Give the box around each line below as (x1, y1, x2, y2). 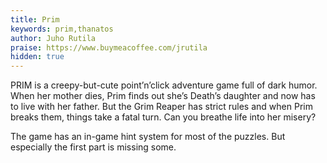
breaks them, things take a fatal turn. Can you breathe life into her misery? (10, 111, 317, 123)
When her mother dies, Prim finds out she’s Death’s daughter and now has (10, 90, 316, 102)
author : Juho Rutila (10, 33, 97, 43)
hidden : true (10, 52, 65, 62)
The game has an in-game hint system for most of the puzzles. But (10, 131, 286, 143)
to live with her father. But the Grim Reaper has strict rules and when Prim (10, 101, 313, 113)
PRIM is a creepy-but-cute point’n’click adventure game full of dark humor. (10, 79, 318, 91)
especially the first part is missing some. (10, 141, 177, 153)
